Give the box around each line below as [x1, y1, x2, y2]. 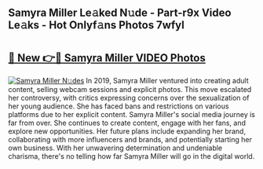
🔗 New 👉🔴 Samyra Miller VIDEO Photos [8, 51, 206, 64]
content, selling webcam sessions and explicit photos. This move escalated [8, 85, 252, 94]
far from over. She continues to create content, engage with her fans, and [8, 118, 246, 127]
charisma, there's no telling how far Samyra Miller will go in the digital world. [8, 152, 255, 160]
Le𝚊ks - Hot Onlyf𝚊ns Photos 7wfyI [8, 19, 184, 32]
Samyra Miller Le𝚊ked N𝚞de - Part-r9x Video [8, 6, 232, 20]
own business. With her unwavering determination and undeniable [8, 143, 223, 152]
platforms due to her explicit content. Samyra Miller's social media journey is [8, 110, 255, 119]
